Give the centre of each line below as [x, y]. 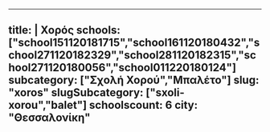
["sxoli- [165, 93]
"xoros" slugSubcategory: [76, 93]
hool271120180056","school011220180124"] [123, 68]
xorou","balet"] [47, 105]
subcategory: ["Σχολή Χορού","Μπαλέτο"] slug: [134, 80]
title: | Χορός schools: [64, 30]
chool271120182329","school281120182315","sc [133, 56]
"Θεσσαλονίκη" [49, 118]
